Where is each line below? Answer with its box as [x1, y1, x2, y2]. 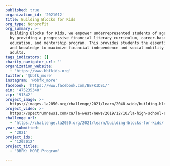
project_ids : [5, 135, 33, 140]
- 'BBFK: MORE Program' [10, 149, 60, 154]
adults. [10, 50, 26, 55]
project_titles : [5, 144, 39, 149]
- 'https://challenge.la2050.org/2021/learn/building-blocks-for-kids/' [10, 120, 166, 126]
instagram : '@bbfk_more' [5, 78, 58, 83]
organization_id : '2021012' [5, 12, 65, 17]
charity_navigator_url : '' [5, 59, 62, 64]
